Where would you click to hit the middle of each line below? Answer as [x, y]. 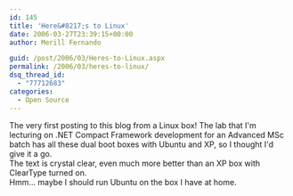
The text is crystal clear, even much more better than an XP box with [135, 163]
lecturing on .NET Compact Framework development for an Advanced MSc [147, 135]
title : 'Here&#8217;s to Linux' [69, 26]
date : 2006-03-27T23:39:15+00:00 [71, 34]
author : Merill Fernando [55, 42]
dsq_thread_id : [37, 75]
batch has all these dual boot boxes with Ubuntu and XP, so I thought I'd [142, 144]
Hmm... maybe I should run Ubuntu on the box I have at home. [123, 182]
